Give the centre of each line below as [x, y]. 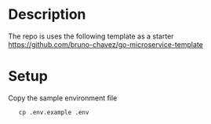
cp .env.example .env [54, 112]
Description [47, 15]
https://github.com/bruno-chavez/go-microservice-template [106, 44]
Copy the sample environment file [63, 98]
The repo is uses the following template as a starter [91, 36]
